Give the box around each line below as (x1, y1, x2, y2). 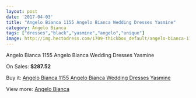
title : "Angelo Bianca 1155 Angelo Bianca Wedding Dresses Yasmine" (6, 19, 176, 25)
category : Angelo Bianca (6, 24, 66, 31)
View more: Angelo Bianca (6, 86, 70, 92)
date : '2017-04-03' (6, 14, 54, 20)
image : (6, 36, 22, 41)
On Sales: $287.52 (6, 63, 51, 70)
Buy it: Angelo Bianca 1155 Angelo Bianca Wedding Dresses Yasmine (6, 74, 171, 81)
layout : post (6, 8, 38, 15)
